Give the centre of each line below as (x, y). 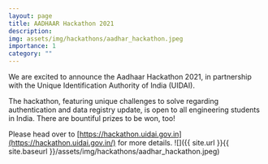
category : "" (30, 54)
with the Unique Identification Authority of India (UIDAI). (102, 85)
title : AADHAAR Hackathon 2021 (61, 24)
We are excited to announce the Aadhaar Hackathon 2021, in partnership (130, 77)
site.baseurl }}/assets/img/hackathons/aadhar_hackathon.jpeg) (114, 151)
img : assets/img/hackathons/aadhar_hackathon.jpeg (96, 39)
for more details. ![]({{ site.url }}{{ (173, 142)
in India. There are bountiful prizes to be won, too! (92, 118)
